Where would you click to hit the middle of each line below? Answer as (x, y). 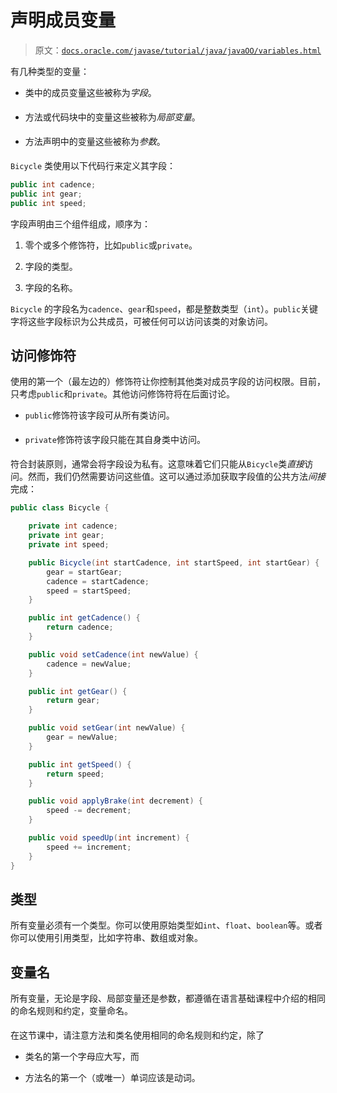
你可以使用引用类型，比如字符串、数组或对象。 (106, 938)
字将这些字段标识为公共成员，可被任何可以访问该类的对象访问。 (141, 321)
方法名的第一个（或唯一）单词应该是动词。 (112, 1078)
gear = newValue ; (82, 737)
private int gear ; (66, 536)
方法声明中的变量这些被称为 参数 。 (95, 141)
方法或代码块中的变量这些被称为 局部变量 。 (112, 117)
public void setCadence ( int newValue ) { (113, 654)
